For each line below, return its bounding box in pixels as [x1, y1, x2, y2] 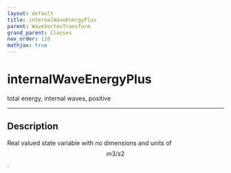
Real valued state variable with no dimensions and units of [7, 139, 172, 147]
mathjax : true [7, 42, 48, 49]
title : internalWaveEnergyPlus [7, 16, 97, 23]
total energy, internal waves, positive [7, 94, 111, 102]
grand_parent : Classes [7, 29, 72, 36]
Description [7, 121, 58, 132]
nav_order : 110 [7, 36, 51, 43]
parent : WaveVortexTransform [7, 23, 91, 30]
